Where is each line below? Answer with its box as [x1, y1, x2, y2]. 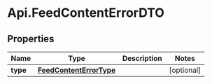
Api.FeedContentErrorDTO [7, 5, 164, 21]
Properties [7, 33, 55, 45]
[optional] [169, 65, 202, 75]
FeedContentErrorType [37, 65, 116, 75]
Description [122, 54, 162, 63]
